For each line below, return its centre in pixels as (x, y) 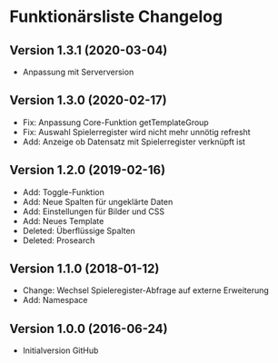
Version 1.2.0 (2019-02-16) (88, 170)
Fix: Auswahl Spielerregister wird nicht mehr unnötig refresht (137, 132)
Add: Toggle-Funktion (63, 191)
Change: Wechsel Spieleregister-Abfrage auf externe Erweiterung (146, 290)
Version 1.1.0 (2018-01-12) (84, 269)
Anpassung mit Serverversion (78, 72)
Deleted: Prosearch (59, 240)
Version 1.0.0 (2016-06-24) (89, 329)
